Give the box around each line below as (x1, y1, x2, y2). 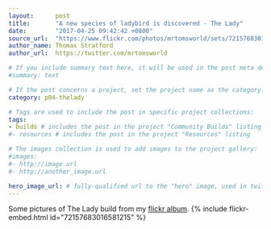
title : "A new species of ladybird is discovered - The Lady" (8, 19, 244, 27)
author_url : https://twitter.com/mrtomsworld (8, 49, 168, 57)
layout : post (8, 11, 70, 20)
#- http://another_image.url (8, 167, 106, 176)
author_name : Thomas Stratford (8, 42, 114, 50)
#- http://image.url (8, 160, 78, 168)
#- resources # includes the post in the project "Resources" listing (8, 131, 251, 139)
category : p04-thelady (8, 94, 85, 102)
